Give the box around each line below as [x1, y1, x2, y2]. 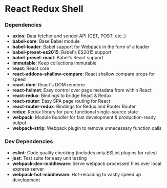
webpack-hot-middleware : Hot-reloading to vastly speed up [12, 171, 141, 177]
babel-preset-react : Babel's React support [12, 55, 103, 61]
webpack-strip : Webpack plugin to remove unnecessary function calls [12, 125, 162, 131]
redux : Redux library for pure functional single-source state [12, 109, 138, 115]
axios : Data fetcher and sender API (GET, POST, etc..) [12, 33, 126, 39]
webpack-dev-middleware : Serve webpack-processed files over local [12, 160, 162, 167]
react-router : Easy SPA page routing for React [12, 98, 111, 104]
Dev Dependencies [5, 138, 53, 145]
